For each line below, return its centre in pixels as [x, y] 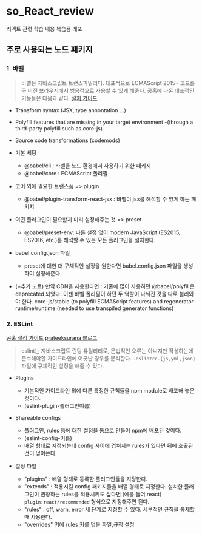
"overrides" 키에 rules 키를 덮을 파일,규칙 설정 [79, 524]
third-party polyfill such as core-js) [59, 128]
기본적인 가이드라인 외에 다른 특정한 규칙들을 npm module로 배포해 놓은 [109, 390]
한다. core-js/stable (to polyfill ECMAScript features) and [92, 301]
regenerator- [180, 301]
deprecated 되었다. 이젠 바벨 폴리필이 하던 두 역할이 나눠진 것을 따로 [96, 294]
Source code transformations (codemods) [67, 140]
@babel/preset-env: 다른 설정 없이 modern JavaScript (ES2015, [102, 232]
